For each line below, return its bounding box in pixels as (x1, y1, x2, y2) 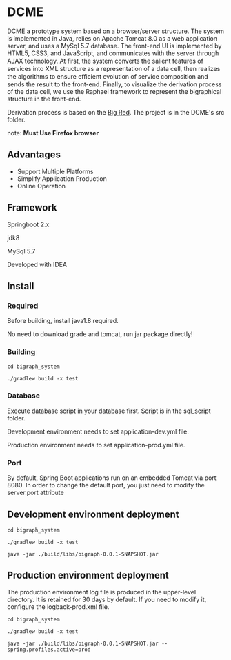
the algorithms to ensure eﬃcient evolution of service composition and (7, 72, 208, 80)
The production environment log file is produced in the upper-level (7, 588, 197, 596)
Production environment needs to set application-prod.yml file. (7, 440, 185, 449)
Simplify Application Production (17, 174, 107, 183)
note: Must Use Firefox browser (7, 128, 99, 137)
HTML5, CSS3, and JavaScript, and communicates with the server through (7, 49, 219, 57)
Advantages (7, 149, 61, 161)
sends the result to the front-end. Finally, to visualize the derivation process (7, 80, 222, 88)
